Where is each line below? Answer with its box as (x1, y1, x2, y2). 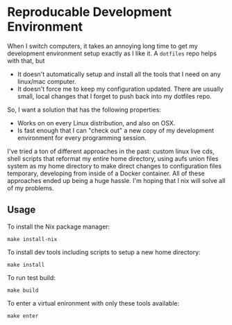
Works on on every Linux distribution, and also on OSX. (17, 118, 176, 127)
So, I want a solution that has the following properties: (7, 105, 162, 114)
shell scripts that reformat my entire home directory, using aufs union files (7, 154, 219, 163)
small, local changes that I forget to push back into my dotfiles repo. (17, 91, 212, 100)
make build (7, 287, 39, 294)
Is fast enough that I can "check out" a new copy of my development (17, 126, 214, 134)
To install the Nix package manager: (7, 222, 110, 231)
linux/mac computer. (17, 77, 76, 85)
